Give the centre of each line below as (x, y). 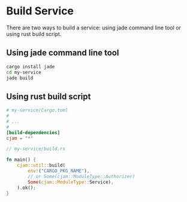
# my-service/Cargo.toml (37, 110)
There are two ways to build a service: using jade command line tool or (94, 28)
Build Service (40, 11)
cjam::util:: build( (41, 165)
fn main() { (21, 160)
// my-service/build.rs (36, 149)
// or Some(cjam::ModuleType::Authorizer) (82, 176)
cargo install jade (31, 67)
